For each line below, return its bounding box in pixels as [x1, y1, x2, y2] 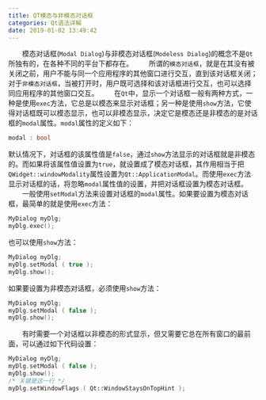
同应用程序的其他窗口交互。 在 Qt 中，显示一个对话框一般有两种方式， [8, 89, 247, 98]
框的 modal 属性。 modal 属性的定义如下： [8, 118, 135, 128]
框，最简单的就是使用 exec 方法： [8, 199, 113, 208]
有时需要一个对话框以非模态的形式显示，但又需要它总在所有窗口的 [22, 330, 237, 339]
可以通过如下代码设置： [21, 339, 99, 349]
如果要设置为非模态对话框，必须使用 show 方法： [8, 283, 161, 293]
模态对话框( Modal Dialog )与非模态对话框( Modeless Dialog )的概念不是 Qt [22, 49, 253, 59]
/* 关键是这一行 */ [8, 377, 66, 385]
